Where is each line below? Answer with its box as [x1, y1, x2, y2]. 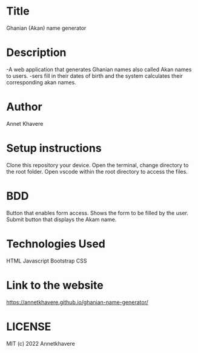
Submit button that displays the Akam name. [6, 216, 117, 223]
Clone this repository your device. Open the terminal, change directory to [6, 161, 189, 168]
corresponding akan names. [6, 78, 77, 86]
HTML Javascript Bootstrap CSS [6, 257, 87, 264]
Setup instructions [6, 142, 102, 155]
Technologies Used [6, 237, 106, 250]
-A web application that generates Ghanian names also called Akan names [6, 66, 192, 73]
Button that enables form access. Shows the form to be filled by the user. [6, 209, 189, 216]
